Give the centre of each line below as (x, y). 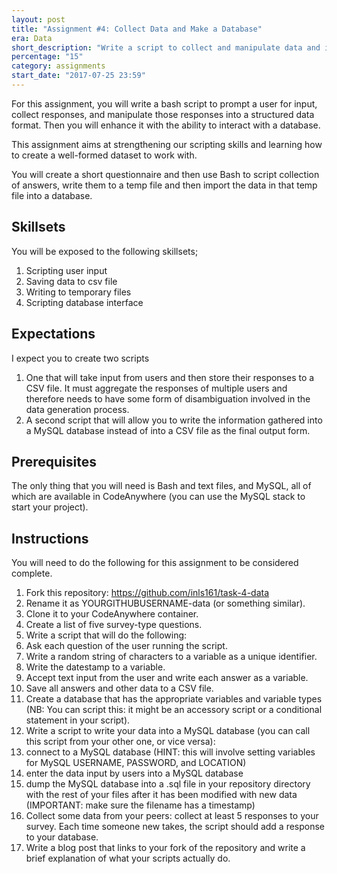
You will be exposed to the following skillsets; (105, 251)
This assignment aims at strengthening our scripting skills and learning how (167, 144)
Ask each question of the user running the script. (126, 646)
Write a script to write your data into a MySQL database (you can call (168, 731)
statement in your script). (78, 720)
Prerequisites (54, 461)
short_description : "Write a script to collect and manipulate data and (166, 47)
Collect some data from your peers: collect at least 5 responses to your (172, 816)
